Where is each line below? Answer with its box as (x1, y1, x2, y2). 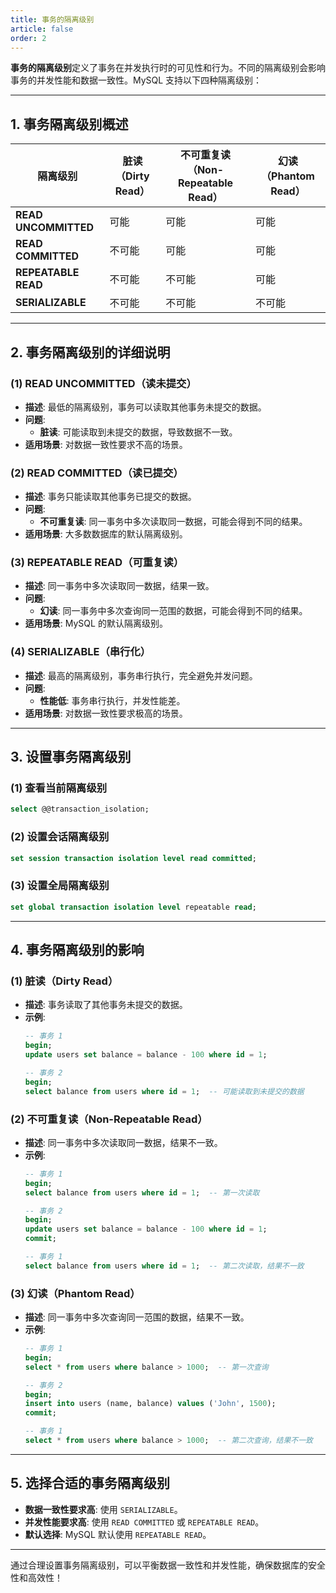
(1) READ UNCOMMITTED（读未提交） (10, 376, 197, 390)
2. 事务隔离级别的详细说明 (10, 344, 171, 361)
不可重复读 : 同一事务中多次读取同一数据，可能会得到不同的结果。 (39, 516, 308, 528)
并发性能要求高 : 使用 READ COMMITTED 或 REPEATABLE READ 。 (24, 1516, 265, 1528)
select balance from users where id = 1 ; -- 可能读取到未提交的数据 (24, 1086, 305, 1096)
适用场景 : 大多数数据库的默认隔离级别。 (24, 528, 188, 540)
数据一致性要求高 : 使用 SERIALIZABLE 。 (24, 1503, 183, 1515)
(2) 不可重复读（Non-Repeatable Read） (10, 1112, 208, 1126)
